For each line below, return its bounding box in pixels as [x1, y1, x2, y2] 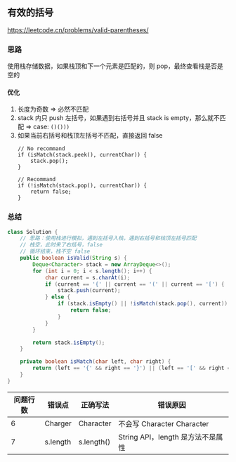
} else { [44, 293, 71, 301]
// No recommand [17, 145, 65, 152]
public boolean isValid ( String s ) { [20, 255, 128, 262]
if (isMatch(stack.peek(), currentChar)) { [17, 152, 147, 159]
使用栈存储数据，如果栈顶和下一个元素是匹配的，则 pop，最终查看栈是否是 [7, 62, 223, 70]
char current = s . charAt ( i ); [44, 274, 131, 281]
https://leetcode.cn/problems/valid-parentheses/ [7, 25, 149, 34]
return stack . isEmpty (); [32, 339, 105, 346]
